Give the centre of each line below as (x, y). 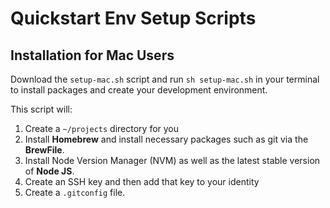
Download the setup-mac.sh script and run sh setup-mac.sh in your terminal (165, 79)
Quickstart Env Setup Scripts (133, 18)
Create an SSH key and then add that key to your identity (142, 181)
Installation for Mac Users (92, 55)
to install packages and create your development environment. (139, 90)
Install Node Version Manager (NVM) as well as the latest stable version (172, 160)
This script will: (41, 109)
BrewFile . (44, 150)
